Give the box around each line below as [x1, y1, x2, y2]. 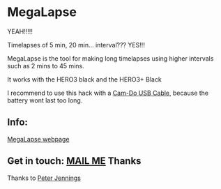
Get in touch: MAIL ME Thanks [7, 155, 142, 167]
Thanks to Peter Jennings [7, 174, 82, 182]
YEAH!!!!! [7, 27, 33, 36]
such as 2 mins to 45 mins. [7, 61, 85, 70]
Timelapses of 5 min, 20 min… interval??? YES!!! [7, 40, 145, 49]
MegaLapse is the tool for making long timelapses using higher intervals [7, 54, 214, 63]
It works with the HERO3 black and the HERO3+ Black [7, 75, 162, 84]
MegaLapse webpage [7, 135, 70, 143]
